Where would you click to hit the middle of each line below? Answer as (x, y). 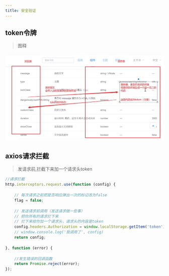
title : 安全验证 (21, 11)
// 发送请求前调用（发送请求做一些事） (50, 211)
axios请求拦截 (27, 156)
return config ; (30, 238)
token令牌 (21, 33)
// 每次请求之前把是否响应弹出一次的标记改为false (61, 195)
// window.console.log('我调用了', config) (59, 232)
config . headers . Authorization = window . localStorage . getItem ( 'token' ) (90, 227)
